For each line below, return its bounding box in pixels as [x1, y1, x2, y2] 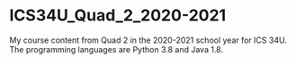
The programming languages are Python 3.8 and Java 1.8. [9, 44, 223, 54]
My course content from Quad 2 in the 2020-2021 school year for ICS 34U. [9, 35, 288, 45]
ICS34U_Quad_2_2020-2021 [9, 5, 227, 26]
